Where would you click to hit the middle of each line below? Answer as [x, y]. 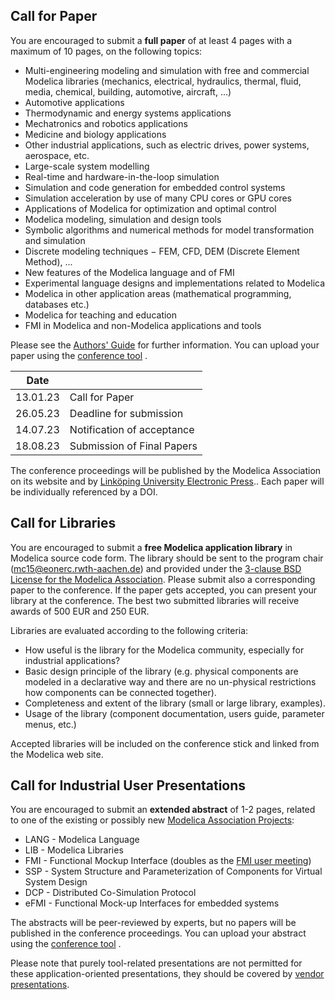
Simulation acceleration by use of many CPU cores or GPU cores [158, 198]
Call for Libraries [63, 523]
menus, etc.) [50, 724]
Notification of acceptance [132, 429]
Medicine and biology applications [95, 134]
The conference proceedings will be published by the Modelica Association [166, 470]
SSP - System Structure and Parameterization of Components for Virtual [173, 871]
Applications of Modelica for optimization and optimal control [150, 208]
